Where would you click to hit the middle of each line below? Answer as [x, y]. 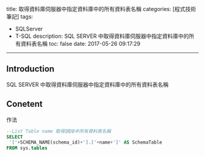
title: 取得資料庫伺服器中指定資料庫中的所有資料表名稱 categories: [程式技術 [101, 9]
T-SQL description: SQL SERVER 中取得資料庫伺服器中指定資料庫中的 [102, 36]
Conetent [24, 104]
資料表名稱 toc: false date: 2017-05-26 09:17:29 [80, 44]
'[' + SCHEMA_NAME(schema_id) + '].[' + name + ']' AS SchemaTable [86, 142]
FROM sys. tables [27, 148]
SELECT [15, 137]
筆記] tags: [20, 16]
